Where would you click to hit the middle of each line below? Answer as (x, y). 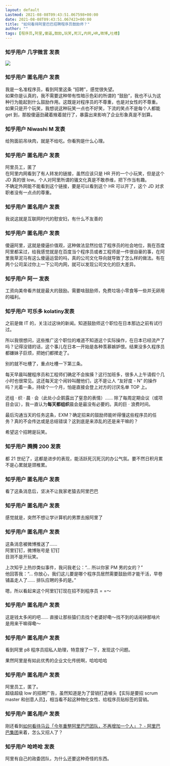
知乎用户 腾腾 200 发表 (33, 447)
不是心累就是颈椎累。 (27, 465)
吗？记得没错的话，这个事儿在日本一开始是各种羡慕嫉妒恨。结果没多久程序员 (85, 347)
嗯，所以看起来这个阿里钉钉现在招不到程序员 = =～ (58, 591)
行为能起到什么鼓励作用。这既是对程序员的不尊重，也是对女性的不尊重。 (85, 102)
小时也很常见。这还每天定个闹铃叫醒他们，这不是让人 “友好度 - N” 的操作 (81, 381)
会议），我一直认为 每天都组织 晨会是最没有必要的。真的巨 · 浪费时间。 (81, 404)
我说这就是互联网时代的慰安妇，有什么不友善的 (54, 219)
